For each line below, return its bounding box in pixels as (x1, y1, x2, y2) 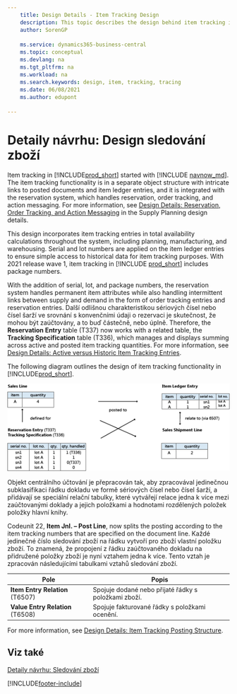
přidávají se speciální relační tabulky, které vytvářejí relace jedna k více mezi (7, 493, 229, 502)
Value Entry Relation (10, 603, 72, 611)
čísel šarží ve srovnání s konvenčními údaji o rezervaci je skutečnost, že (7, 311, 217, 320)
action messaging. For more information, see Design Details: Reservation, (7, 201, 221, 209)
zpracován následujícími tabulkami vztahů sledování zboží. (7, 560, 178, 568)
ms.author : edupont (20, 93, 78, 100)
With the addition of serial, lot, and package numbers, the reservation (7, 281, 209, 289)
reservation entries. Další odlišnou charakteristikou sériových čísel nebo (7, 303, 217, 312)
